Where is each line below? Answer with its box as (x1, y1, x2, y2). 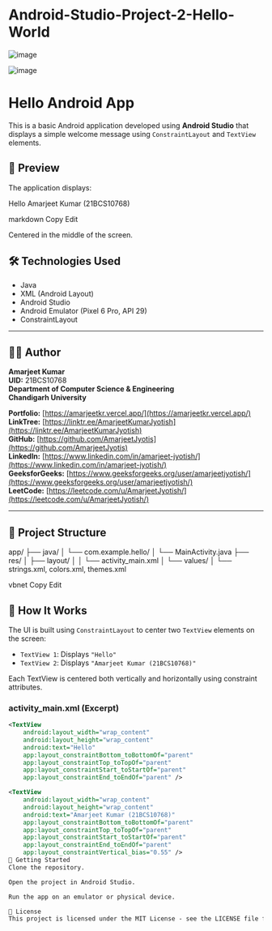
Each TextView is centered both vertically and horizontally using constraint (8, 673, 257, 683)
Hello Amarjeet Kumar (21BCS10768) (8, 199, 130, 208)
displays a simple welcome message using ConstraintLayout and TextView (8, 129, 257, 139)
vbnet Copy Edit (8, 580, 62, 590)
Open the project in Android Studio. (8, 878, 136, 886)
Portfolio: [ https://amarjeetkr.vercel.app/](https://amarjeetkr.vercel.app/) (8, 408, 251, 418)
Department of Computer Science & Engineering (8, 384, 175, 394)
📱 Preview (8, 161, 60, 175)
